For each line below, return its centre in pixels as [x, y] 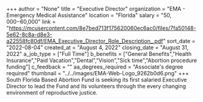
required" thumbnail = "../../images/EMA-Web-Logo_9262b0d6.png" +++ [98, 73]
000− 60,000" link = [31, 22]
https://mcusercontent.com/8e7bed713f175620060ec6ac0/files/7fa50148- [102, 28]
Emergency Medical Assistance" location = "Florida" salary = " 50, [89, 15]
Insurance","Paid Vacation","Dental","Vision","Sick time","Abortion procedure [102, 60]
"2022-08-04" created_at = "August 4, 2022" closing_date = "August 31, [98, 47]
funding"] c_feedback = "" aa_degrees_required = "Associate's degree [95, 67]
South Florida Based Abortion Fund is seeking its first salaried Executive [97, 80]
